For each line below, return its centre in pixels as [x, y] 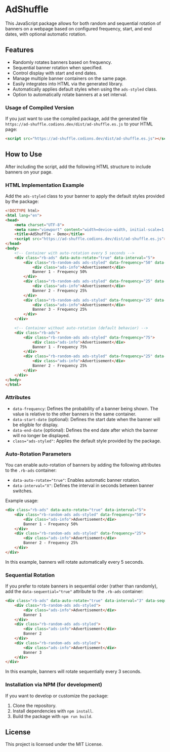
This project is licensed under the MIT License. [54, 744]
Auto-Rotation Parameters [38, 454]
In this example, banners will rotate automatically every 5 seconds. [75, 562]
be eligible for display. [36, 425]
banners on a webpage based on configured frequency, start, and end [78, 28]
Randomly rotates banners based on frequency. [62, 62]
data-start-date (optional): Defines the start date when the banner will [86, 419]
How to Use [24, 155]
